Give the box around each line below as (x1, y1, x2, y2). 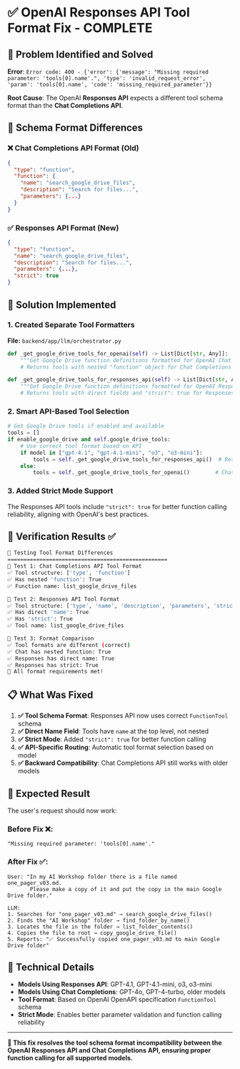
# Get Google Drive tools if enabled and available (7, 423, 164, 430)
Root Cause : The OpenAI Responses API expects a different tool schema (7, 94, 224, 102)
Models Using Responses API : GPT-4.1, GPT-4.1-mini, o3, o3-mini (17, 980, 212, 989)
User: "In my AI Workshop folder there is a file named (7, 873, 177, 880)
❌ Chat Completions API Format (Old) (7, 144, 139, 154)
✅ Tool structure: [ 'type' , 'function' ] (7, 569, 131, 577)
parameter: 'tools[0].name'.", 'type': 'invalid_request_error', (7, 75, 206, 82)
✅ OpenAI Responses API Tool (7, 4, 191, 21)
